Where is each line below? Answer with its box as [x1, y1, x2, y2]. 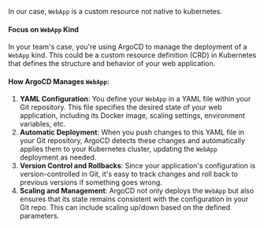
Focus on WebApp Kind [8, 24, 79, 34]
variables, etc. [19, 120, 66, 129]
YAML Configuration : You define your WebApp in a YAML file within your [19, 94, 251, 104]
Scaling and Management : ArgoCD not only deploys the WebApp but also [19, 186, 255, 196]
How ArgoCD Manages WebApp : [8, 76, 110, 86]
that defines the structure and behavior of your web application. [8, 59, 216, 68]
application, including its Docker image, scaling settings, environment [19, 111, 246, 120]
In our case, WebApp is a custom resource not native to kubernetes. [8, 7, 223, 16]
